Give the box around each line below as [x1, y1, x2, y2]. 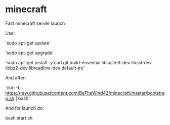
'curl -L [5, 85, 21, 91]
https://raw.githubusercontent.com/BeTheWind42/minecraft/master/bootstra [5, 90, 165, 96]
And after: [5, 74, 26, 80]
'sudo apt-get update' [5, 39, 51, 46]
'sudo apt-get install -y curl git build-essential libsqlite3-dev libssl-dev [5, 59, 152, 65]
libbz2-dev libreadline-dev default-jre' [5, 65, 85, 71]
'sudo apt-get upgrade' [5, 50, 54, 56]
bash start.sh [5, 115, 33, 121]
